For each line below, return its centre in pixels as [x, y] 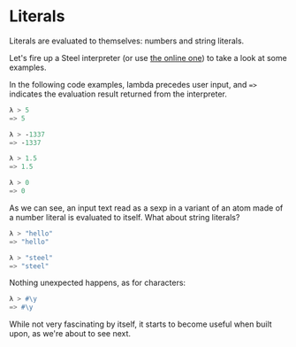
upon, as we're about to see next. [70, 334]
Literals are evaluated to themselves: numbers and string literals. [127, 41]
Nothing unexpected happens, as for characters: [98, 283]
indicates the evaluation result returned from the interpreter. [118, 94]
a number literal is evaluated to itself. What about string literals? [125, 217]
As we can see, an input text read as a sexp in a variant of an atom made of [146, 208]
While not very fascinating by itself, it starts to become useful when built [140, 324]
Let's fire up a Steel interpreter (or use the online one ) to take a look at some [148, 58]
